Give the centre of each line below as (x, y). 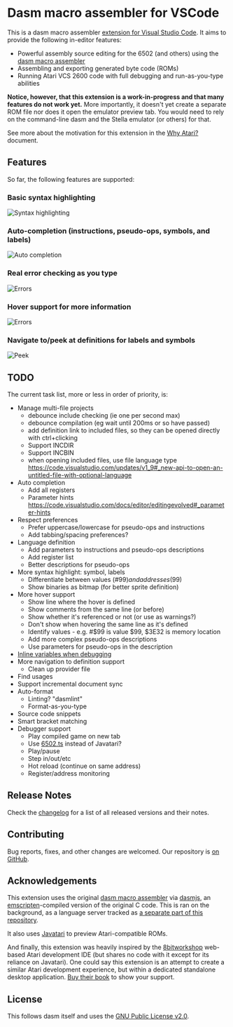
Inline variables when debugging (64, 654)
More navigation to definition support (71, 662)
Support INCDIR (51, 445)
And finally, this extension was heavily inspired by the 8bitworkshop (105, 947)
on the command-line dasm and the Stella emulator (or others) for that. (109, 119)
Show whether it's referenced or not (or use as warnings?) (112, 617)
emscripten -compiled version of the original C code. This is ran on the (108, 905)
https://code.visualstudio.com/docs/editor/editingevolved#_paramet (126, 505)
